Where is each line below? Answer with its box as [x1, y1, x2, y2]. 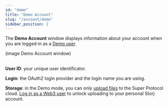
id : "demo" [5, 7, 28, 13]
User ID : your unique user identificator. [5, 66, 87, 72]
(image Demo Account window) [5, 50, 71, 57]
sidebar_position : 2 [5, 21, 49, 27]
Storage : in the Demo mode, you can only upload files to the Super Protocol [5, 85, 163, 91]
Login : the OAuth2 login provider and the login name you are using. [5, 75, 146, 81]
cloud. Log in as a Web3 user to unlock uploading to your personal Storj [5, 90, 155, 96]
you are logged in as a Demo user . [5, 41, 77, 47]
